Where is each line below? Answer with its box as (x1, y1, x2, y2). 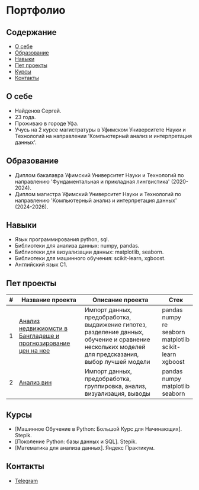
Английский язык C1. (14, 261, 68, 268)
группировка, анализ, (84, 382, 147, 390)
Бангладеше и (18, 332, 60, 340)
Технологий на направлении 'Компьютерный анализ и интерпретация (14, 132, 192, 139)
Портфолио (6, 4, 66, 17)
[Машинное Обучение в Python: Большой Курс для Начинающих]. (14, 425, 182, 433)
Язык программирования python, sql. (14, 236, 110, 243)
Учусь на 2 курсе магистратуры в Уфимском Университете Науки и (14, 126, 186, 133)
